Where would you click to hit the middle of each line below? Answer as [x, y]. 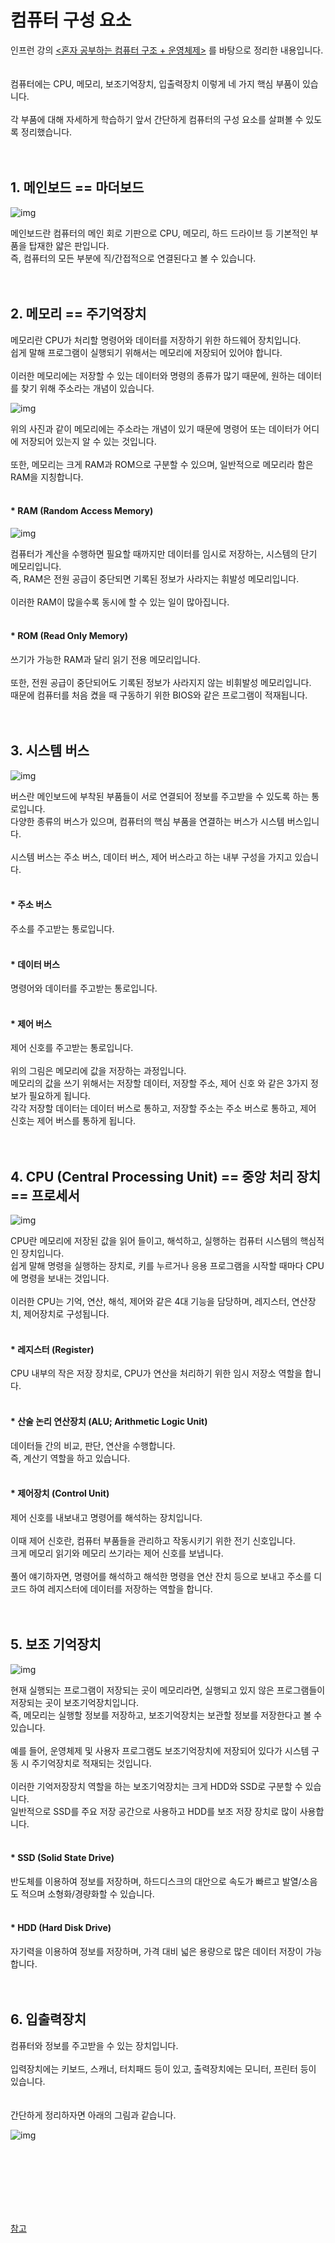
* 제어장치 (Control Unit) [60, 1493]
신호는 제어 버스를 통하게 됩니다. [73, 1121]
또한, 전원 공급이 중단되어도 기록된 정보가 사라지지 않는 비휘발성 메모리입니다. [161, 682]
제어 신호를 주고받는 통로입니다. [72, 1048]
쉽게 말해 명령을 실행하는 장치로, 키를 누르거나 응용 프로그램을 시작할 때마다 [157, 1266]
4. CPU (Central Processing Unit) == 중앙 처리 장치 [166, 1176]
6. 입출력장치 [48, 2019]
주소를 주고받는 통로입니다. [62, 928]
